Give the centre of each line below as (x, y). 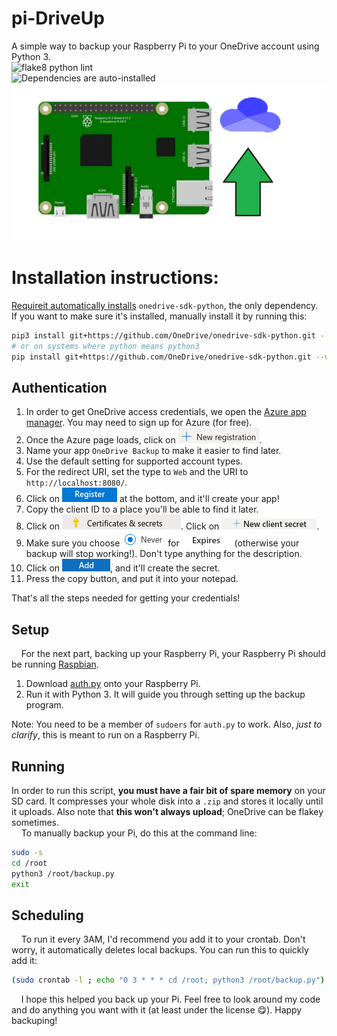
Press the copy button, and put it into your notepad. (132, 579)
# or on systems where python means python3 (105, 346)
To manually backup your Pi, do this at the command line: (139, 833)
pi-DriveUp (58, 18)
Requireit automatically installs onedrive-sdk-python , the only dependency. (165, 305)
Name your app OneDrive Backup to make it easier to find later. (153, 451)
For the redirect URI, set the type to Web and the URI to (137, 472)
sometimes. (35, 822)
